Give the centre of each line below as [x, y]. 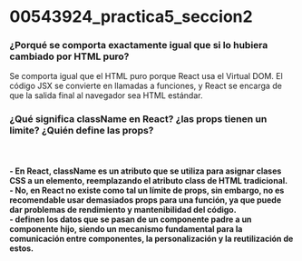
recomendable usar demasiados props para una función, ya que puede [146, 200]
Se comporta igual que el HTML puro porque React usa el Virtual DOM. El [146, 76]
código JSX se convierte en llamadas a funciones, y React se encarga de [146, 86]
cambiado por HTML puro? [69, 56]
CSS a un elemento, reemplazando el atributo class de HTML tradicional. [149, 181]
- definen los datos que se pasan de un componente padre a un [131, 219]
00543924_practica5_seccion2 [131, 17]
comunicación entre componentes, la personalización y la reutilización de [151, 239]
